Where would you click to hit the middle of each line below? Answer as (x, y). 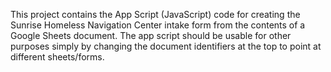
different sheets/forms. (57, 57)
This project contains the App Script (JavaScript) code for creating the (155, 14)
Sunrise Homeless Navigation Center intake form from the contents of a (158, 25)
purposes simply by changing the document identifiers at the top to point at (166, 46)
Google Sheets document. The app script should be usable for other (151, 35)
